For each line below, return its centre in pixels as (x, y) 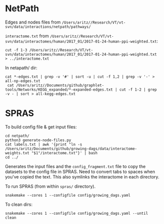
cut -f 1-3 (16, 50)
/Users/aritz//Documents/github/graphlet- (60, 85)
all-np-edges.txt (23, 81)
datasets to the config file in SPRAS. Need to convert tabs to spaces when (80, 172)
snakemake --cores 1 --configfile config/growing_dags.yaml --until (77, 213)
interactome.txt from (27, 36)
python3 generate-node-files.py (38, 140)
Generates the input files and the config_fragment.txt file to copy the (75, 166)
